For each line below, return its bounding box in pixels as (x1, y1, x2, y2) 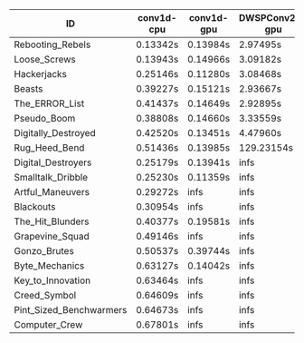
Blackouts (14, 201, 56, 212)
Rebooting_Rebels (14, 38, 91, 51)
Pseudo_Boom (14, 113, 76, 124)
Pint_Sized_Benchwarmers (14, 304, 128, 316)
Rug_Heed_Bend (14, 142, 85, 153)
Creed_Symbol (14, 289, 77, 301)
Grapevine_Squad (14, 230, 90, 242)
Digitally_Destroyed (14, 127, 97, 139)
